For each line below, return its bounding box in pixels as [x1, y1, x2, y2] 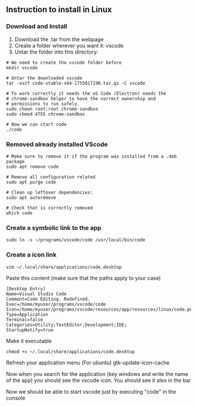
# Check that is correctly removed [6, 205, 93, 211]
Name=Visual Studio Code [6, 291, 67, 297]
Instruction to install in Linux [6, 5, 113, 15]
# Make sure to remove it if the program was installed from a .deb [6, 153, 177, 159]
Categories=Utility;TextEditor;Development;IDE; [6, 322, 127, 328]
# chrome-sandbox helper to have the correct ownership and [6, 95, 157, 102]
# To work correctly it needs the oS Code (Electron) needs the [6, 91, 167, 96]
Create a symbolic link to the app [6, 224, 101, 232]
